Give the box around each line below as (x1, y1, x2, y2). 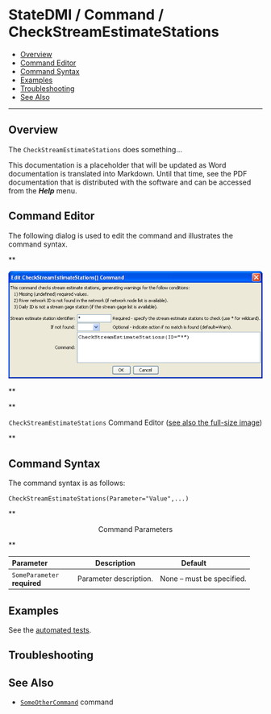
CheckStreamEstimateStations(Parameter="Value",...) (8, 495, 190, 503)
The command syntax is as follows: (8, 478, 126, 488)
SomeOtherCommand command (19, 697, 114, 707)
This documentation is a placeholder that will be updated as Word (8, 160, 227, 170)
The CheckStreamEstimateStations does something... (8, 144, 183, 154)
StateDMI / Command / (8, 6, 164, 24)
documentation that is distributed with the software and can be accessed (8, 177, 252, 187)
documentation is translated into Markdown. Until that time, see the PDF (8, 168, 248, 178)
